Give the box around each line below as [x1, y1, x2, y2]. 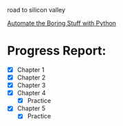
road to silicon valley [7, 6, 66, 14]
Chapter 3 [16, 81, 46, 90]
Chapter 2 [16, 73, 46, 81]
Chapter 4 [16, 89, 46, 97]
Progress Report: [7, 43, 107, 59]
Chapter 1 [16, 65, 45, 74]
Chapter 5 [16, 104, 46, 112]
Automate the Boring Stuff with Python [7, 19, 117, 27]
